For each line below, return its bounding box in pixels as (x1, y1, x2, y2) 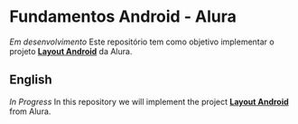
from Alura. (9, 106, 51, 117)
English (9, 72, 52, 88)
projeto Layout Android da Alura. (9, 45, 133, 56)
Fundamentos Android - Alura (9, 6, 237, 27)
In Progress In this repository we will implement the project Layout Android (9, 96, 289, 107)
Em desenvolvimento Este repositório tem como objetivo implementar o (9, 36, 275, 47)
